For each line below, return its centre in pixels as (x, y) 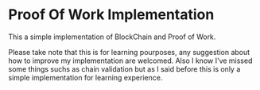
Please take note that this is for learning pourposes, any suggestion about (129, 52)
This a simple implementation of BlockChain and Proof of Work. (112, 37)
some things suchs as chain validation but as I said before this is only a (124, 68)
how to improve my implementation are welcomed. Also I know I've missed (130, 61)
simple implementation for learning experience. (85, 77)
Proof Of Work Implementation (111, 15)
